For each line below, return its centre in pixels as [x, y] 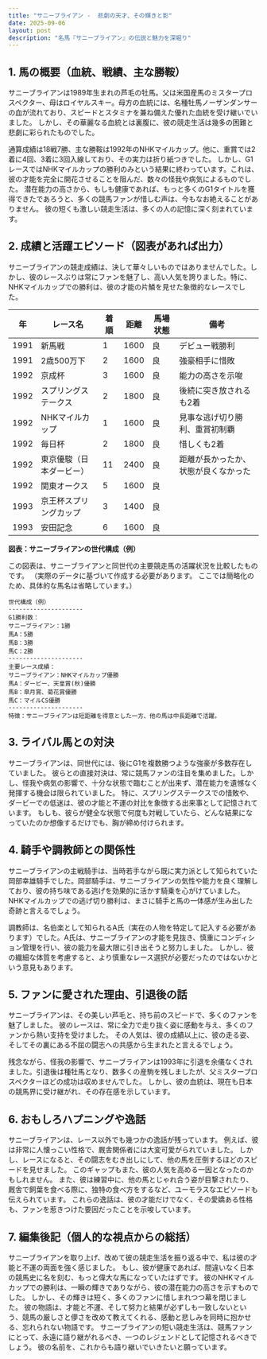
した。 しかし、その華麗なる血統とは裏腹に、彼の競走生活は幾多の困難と [134, 122]
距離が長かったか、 [215, 459]
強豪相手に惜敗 [207, 360]
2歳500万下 [63, 360]
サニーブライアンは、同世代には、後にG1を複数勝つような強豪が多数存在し [130, 763]
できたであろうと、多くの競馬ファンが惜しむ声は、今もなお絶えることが [133, 199]
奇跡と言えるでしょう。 [46, 911]
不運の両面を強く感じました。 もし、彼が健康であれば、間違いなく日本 [138, 1267]
